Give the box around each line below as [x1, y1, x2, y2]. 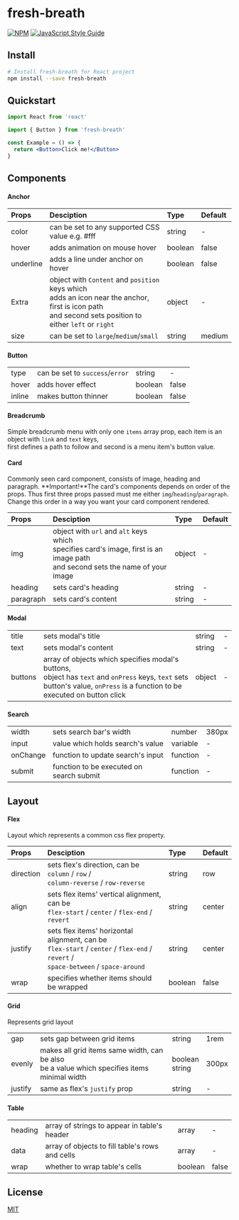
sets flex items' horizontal [47, 925, 134, 935]
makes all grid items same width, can [40, 1045, 164, 1055]
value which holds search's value [52, 738, 164, 748]
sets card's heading [53, 582, 119, 592]
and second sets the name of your [53, 561, 167, 571]
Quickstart [7, 94, 56, 106]
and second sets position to [49, 310, 142, 320]
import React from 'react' [7, 113, 87, 121]
